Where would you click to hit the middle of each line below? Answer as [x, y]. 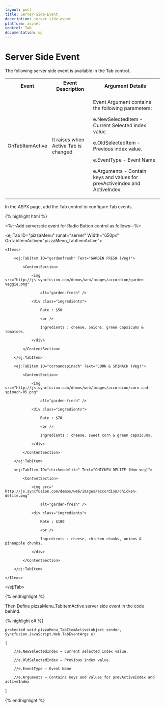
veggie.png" [17, 284]
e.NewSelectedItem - [118, 119]
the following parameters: [123, 108]
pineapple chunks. [24, 543]
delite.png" [17, 496]
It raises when [68, 140]
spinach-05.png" [22, 392]
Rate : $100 [52, 522]
